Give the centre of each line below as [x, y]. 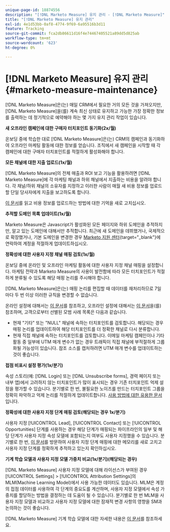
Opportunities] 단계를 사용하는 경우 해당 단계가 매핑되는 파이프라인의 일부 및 [81, 429]
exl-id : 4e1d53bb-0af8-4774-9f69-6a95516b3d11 [55, 24]
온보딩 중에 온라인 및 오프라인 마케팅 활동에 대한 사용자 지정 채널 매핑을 [76, 265]
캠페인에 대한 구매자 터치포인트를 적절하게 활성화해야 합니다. [65, 151]
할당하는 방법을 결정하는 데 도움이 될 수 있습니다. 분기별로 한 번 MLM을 [89, 495]
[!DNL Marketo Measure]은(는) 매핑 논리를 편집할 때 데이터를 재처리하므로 [79, 288]
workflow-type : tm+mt [28, 39]
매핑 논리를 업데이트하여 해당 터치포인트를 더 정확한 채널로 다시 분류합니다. [87, 329]
